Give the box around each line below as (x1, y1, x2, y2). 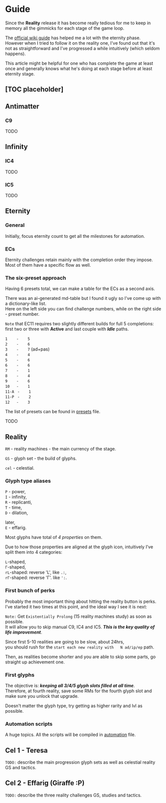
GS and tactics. (5, 765, 36, 771)
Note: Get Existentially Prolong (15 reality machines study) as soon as (5, 613, 152, 619)
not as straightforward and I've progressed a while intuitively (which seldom (5, 45, 160, 51)
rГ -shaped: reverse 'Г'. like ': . (5, 575, 67, 581)
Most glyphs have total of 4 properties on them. (5, 534, 103, 540)
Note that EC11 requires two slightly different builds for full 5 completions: (5, 321, 154, 327)
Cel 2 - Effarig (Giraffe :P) (5, 779, 85, 788)
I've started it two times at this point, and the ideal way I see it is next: (5, 603, 147, 609)
